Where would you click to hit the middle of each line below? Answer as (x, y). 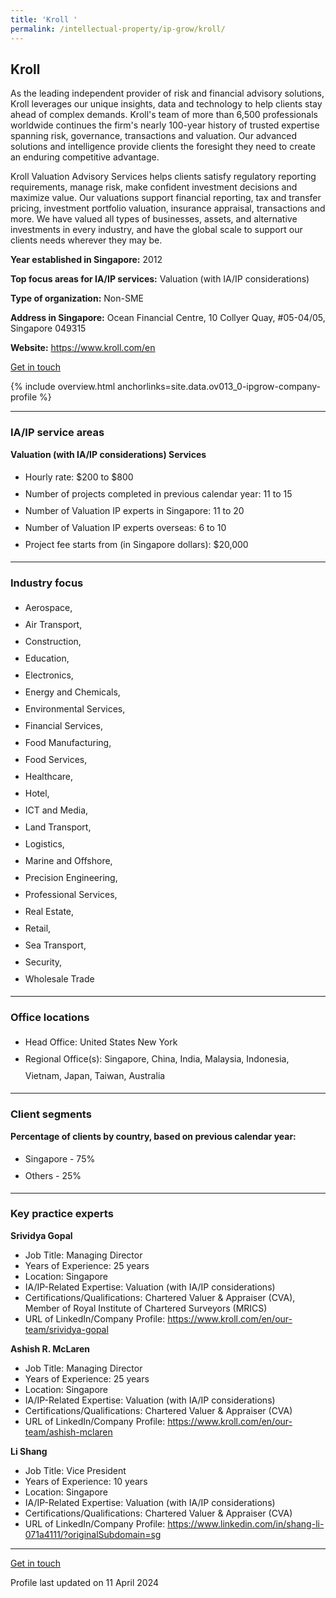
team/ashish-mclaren (68, 1432)
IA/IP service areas (57, 433)
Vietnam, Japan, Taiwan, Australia (95, 1076)
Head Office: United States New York (101, 1042)
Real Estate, (49, 911)
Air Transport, (53, 624)
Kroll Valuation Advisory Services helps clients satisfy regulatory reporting (163, 177)
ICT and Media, (56, 810)
